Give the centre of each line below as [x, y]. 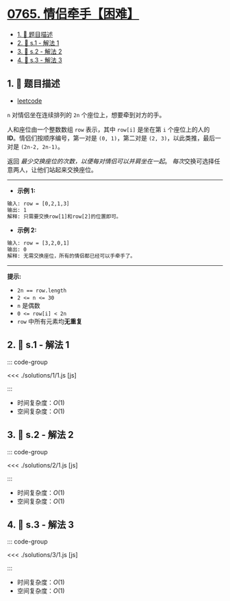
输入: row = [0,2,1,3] [38, 204]
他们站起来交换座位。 [67, 169]
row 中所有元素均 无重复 [50, 321]
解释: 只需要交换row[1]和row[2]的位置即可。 [64, 217]
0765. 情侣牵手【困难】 [73, 14]
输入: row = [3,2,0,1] [38, 243]
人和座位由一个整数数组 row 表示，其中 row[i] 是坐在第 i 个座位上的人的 [108, 129]
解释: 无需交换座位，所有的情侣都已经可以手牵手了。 [71, 256]
